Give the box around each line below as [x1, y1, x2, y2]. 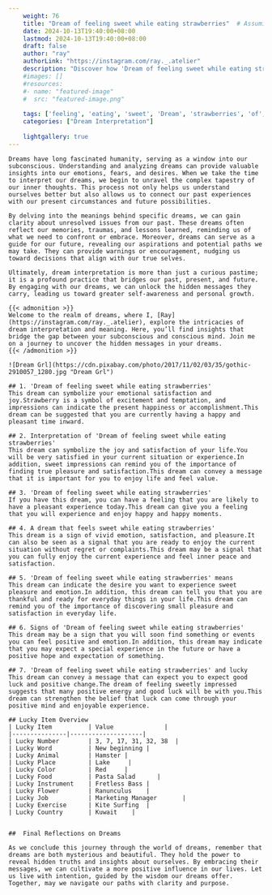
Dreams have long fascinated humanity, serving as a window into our [8, 155, 249, 163]
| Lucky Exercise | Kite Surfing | [8, 801, 151, 809]
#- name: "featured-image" [23, 87, 114, 96]
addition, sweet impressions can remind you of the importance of [8, 460, 237, 468]
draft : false [23, 42, 67, 50]
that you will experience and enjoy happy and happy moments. [8, 510, 223, 518]
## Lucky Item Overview [8, 716, 89, 724]
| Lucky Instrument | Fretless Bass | [8, 780, 151, 788]
